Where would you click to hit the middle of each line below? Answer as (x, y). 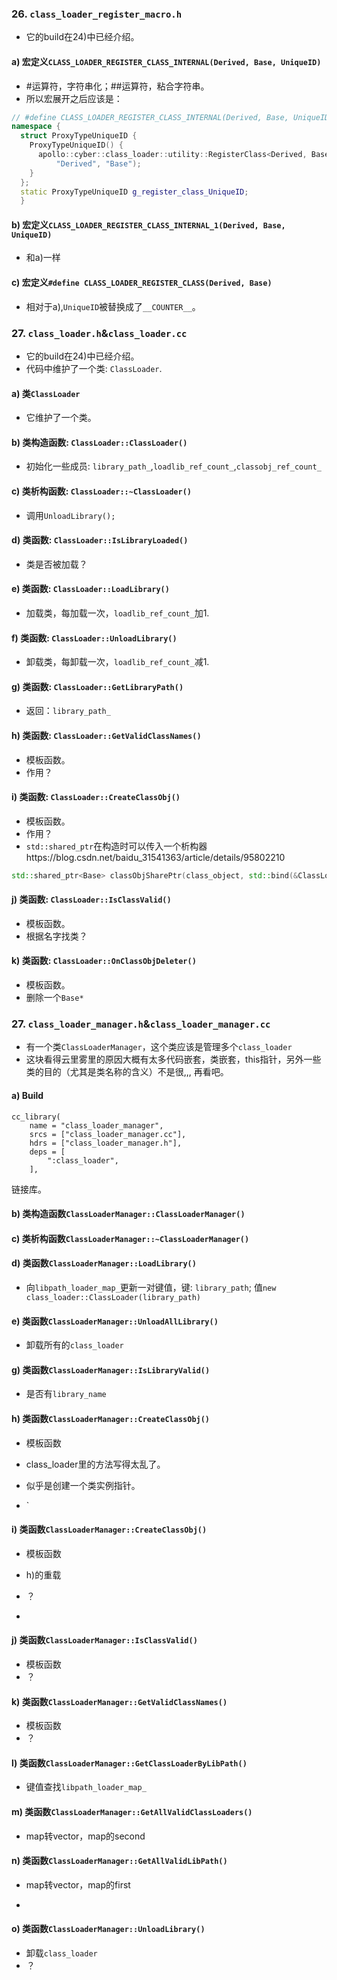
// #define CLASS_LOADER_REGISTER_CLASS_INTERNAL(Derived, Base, (150, 117)
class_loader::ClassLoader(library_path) (113, 1297)
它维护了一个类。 (61, 418)
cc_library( (36, 1117)
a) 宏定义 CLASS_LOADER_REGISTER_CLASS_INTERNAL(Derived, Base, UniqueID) (166, 61)
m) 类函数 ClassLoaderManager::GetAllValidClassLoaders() (132, 1811)
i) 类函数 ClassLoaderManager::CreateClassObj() (109, 1529)
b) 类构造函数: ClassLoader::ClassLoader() (99, 442)
